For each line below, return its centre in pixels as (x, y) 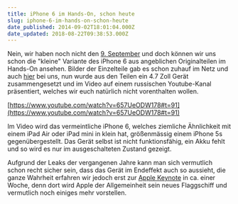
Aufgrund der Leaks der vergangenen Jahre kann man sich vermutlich (110, 163)
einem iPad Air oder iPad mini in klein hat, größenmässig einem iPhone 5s (115, 134)
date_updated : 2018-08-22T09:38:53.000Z (68, 34)
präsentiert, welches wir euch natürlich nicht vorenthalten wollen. (103, 91)
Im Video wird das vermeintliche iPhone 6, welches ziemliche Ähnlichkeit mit (119, 126)
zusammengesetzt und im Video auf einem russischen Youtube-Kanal (109, 84)
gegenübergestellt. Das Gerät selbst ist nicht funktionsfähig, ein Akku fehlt (116, 142)
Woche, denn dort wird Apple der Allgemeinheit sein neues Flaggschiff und (117, 186)
